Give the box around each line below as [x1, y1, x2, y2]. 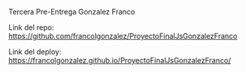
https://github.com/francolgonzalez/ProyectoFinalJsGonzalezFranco [8, 32, 238, 41]
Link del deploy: [8, 47, 62, 56]
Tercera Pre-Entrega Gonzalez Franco [8, 7, 136, 16]
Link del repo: [8, 23, 54, 32]
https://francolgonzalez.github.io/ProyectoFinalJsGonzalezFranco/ [8, 56, 231, 65]
